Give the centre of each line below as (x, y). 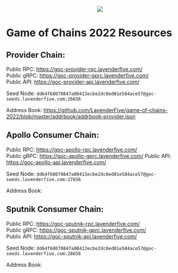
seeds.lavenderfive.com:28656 (44, 253)
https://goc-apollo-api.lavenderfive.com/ (56, 162)
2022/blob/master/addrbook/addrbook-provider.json (71, 117)
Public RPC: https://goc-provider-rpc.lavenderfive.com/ (74, 69)
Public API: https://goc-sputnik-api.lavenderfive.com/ (71, 236)
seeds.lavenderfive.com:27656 (44, 179)
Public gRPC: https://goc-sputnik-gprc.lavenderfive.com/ (76, 230)
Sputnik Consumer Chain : (55, 210)
